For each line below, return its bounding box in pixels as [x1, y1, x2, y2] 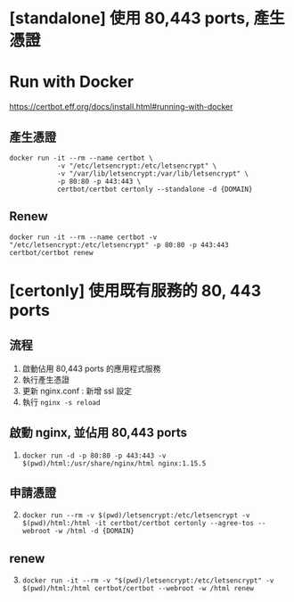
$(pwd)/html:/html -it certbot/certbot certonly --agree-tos [21, 519, 255, 528]
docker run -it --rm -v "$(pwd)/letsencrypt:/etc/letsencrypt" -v [21, 576, 274, 585]
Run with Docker [9, 72, 135, 92]
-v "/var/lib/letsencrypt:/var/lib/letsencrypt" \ [56, 169, 249, 178]
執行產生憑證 [21, 374, 69, 384]
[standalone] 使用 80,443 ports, [9, 8, 250, 29]
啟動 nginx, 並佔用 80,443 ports [9, 425, 188, 441]
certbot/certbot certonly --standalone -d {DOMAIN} [56, 185, 253, 194]
